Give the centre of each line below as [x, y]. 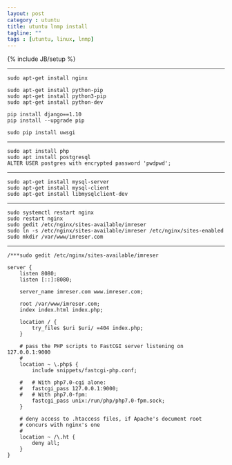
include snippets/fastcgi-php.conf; [85, 371]
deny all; [46, 444]
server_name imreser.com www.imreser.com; [81, 292]
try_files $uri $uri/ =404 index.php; [88, 328]
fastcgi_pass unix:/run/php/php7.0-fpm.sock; [99, 401]
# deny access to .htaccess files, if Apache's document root [111, 419]
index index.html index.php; [61, 310]
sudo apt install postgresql [49, 157]
